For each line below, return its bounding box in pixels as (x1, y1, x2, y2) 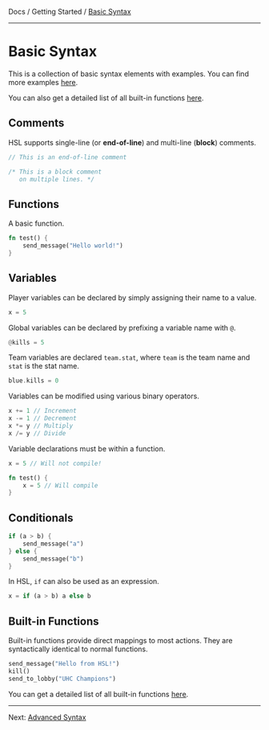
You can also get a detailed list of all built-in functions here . (8, 92, 204, 103)
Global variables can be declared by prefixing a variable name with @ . (8, 323, 236, 332)
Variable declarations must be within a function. (8, 443, 166, 453)
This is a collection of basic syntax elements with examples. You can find (8, 68, 250, 79)
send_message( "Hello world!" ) (22, 242, 124, 250)
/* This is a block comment (8, 168, 102, 176)
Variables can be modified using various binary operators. (8, 391, 200, 401)
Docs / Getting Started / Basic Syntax (8, 7, 131, 16)
